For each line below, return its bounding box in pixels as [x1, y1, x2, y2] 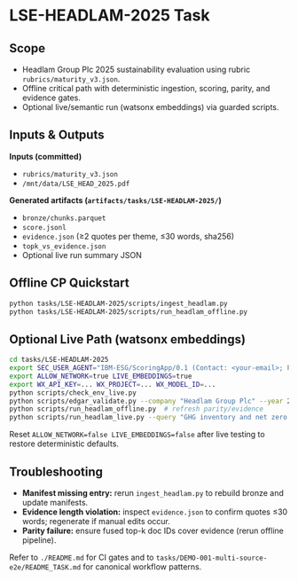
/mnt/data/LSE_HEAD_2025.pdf [21, 179, 130, 188]
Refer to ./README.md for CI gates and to [9, 552, 154, 562]
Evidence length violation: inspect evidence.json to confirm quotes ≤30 [21, 506, 288, 517]
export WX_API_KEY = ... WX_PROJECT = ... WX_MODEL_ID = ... [9, 380, 216, 389]
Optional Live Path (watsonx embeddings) [9, 332, 247, 347]
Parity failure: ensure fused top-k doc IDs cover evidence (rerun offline [21, 525, 284, 536]
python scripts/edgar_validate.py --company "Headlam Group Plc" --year [9, 396, 284, 405]
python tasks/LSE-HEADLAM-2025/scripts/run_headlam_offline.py [9, 307, 248, 316]
